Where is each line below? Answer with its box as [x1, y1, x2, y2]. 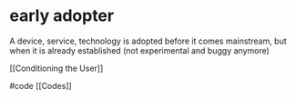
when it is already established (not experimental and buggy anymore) [9, 45, 270, 55]
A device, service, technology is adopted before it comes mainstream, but [9, 35, 287, 46]
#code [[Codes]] [9, 80, 73, 91]
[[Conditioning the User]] [9, 63, 104, 74]
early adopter [9, 5, 115, 26]
